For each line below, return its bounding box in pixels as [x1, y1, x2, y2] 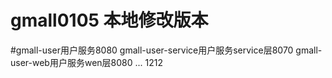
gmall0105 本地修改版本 [10, 9, 209, 32]
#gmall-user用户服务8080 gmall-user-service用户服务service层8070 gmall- [10, 44, 323, 56]
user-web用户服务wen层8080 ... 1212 [10, 56, 163, 68]
